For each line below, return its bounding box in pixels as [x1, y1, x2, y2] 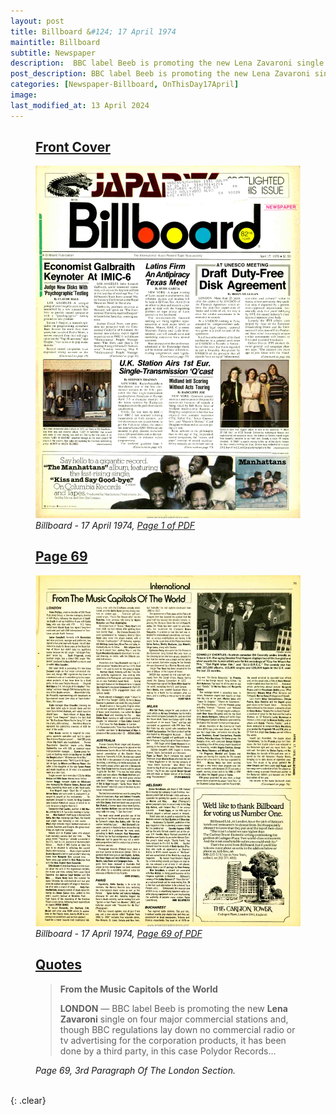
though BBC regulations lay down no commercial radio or [59, 1023, 296, 1035]
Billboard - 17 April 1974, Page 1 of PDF [35, 519, 196, 531]
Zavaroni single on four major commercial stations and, [59, 1013, 289, 1025]
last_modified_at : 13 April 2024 [10, 100, 150, 110]
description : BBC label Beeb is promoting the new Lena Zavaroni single [10, 58, 325, 69]
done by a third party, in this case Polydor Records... [59, 1045, 277, 1057]
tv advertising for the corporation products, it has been [59, 1034, 287, 1046]
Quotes [35, 956, 83, 974]
